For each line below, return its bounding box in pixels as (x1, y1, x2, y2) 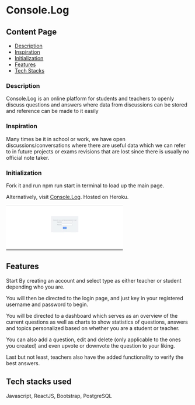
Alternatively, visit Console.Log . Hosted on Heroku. (6, 193, 129, 200)
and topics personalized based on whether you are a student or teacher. (6, 324, 180, 331)
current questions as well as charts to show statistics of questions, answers (6, 318, 188, 325)
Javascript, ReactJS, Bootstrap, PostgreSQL (6, 392, 112, 399)
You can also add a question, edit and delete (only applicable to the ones (6, 336, 181, 343)
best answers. (6, 359, 40, 366)
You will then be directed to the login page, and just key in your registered (6, 294, 184, 301)
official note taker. (6, 154, 50, 161)
